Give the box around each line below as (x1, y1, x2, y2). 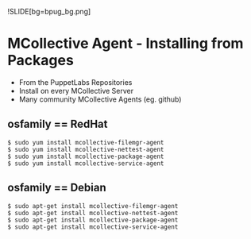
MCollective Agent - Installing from (7, 35, 244, 52)
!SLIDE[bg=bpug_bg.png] (7, 7, 91, 16)
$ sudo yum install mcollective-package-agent (7, 152, 164, 160)
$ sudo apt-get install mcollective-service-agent (7, 222, 179, 231)
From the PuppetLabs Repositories (18, 77, 133, 87)
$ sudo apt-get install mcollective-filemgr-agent (7, 202, 179, 210)
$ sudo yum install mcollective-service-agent (7, 159, 164, 168)
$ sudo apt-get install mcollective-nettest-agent (7, 209, 179, 217)
